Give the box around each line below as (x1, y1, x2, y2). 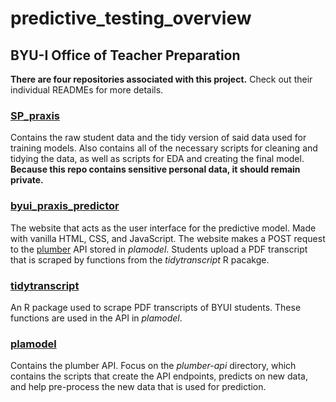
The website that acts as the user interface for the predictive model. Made (10, 222, 317, 234)
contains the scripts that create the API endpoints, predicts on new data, (10, 370, 308, 382)
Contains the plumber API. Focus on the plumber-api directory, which (10, 360, 297, 372)
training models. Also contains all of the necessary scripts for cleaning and (10, 142, 318, 154)
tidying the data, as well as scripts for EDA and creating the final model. (10, 153, 305, 165)
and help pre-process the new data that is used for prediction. (10, 381, 267, 393)
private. (10, 174, 44, 186)
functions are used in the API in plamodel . (10, 312, 183, 324)
